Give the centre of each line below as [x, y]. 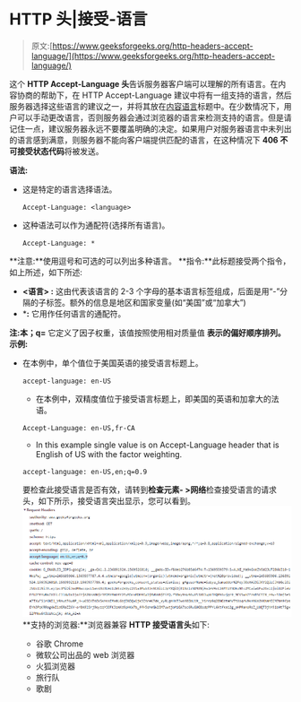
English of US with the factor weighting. [109, 454]
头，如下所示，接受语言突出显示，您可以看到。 [108, 500]
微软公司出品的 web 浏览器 [85, 654]
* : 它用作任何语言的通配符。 [74, 313]
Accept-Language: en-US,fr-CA [79, 428]
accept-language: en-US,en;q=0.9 [85, 472]
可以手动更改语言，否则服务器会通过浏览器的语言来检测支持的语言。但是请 [154, 117]
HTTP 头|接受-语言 [78, 19]
